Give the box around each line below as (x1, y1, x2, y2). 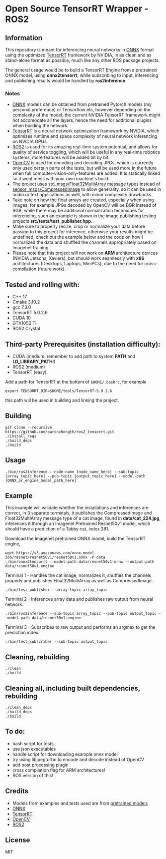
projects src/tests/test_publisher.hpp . (12, 218, 92, 224)
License (5, 836, 30, 844)
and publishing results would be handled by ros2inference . (5, 78, 127, 83)
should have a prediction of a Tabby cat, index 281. (5, 526, 109, 532)
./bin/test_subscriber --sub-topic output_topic (5, 639, 108, 644)
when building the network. (12, 123, 69, 129)
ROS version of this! (12, 772, 54, 778)
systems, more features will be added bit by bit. (12, 154, 110, 160)
